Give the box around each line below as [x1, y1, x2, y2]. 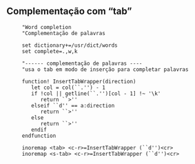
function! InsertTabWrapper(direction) [21, 78, 136, 85]
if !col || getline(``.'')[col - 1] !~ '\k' [31, 90, 161, 97]
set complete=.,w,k [21, 48, 78, 54]
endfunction [21, 132, 57, 139]
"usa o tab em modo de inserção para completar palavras [21, 65, 189, 73]
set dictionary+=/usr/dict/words [21, 41, 118, 49]
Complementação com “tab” [6, 6, 132, 17]
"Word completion [21, 23, 72, 30]
